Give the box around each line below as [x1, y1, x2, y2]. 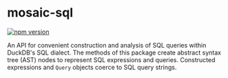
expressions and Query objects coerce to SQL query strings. [7, 63, 177, 71]
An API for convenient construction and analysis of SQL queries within [7, 41, 207, 49]
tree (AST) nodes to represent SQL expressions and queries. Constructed [7, 55, 216, 64]
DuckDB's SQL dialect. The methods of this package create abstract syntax [7, 48, 222, 57]
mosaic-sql [7, 5, 74, 21]
